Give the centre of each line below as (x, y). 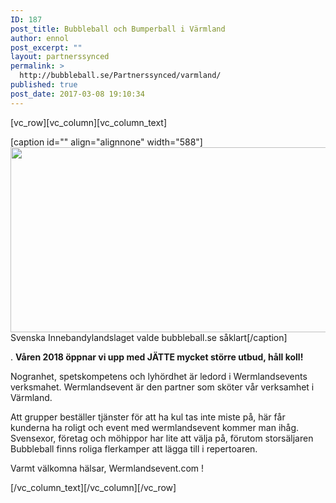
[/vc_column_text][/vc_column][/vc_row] (93, 487)
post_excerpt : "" (46, 47)
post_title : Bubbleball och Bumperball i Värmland (118, 29)
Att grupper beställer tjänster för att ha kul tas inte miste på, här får (148, 417)
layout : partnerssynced (60, 57)
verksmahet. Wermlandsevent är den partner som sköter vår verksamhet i (162, 387)
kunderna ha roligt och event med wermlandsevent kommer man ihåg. (155, 427)
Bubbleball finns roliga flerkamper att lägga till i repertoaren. (134, 448)
